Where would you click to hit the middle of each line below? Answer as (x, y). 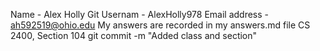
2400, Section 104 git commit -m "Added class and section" (134, 35)
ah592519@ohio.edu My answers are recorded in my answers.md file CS (160, 25)
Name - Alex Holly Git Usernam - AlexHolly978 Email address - (140, 14)
